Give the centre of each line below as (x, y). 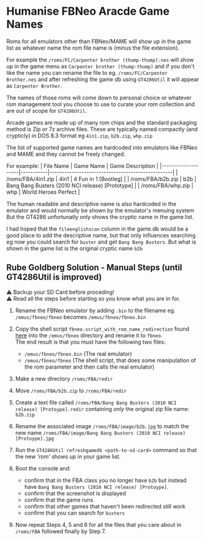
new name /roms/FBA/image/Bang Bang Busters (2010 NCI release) (100, 432)
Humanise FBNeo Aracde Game (88, 11)
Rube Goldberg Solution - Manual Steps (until (94, 268)
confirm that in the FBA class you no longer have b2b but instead (105, 480)
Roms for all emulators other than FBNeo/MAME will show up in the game (99, 41)
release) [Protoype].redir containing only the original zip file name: (102, 409)
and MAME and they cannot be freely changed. (66, 154)
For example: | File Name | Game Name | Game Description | (83, 166)
